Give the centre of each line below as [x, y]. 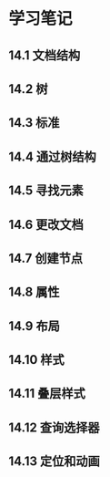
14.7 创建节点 [46, 258]
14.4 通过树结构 [52, 156]
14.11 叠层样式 [47, 394]
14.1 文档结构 [45, 55]
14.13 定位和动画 [55, 461]
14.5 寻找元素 [46, 191]
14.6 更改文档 [46, 224]
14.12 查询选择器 [54, 427]
